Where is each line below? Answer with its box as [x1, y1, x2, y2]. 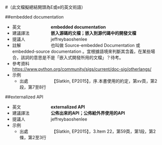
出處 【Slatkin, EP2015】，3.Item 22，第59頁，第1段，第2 [19, 128, 156, 134]
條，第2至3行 [19, 135, 46, 140]
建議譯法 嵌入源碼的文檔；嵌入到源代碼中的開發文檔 [12, 30, 137, 36]
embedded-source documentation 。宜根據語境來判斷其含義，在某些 [12, 48, 151, 54]
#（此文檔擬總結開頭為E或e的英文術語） [5, 4, 86, 10]
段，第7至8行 [19, 84, 46, 90]
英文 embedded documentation [12, 24, 106, 30]
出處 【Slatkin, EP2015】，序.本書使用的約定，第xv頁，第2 [19, 78, 158, 84]
